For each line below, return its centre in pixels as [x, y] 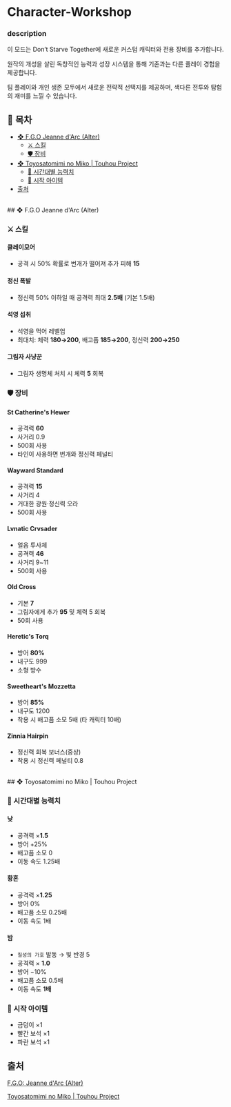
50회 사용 [30, 620]
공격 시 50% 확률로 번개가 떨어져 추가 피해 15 [78, 263]
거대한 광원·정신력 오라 [48, 503]
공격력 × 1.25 [34, 895]
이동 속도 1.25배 [39, 861]
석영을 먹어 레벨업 [41, 331]
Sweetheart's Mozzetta [41, 686]
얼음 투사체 [32, 545]
